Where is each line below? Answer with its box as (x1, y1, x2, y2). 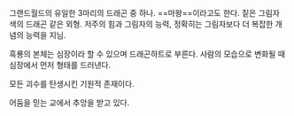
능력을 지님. (25, 30, 66, 40)
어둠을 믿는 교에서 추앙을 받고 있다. (9, 97, 130, 108)
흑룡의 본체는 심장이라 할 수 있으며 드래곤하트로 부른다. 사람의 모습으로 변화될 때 (9, 49, 286, 59)
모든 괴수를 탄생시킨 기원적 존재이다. (9, 79, 135, 89)
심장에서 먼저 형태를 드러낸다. (9, 60, 112, 70)
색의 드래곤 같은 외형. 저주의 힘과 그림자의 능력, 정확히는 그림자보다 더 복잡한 (9, 19, 274, 29)
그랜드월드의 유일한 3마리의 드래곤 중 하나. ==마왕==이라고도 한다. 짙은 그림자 (9, 8, 281, 18)
